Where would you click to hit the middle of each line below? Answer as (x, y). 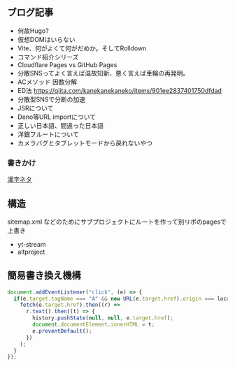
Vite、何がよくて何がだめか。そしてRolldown (82, 48)
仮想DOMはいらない (46, 39)
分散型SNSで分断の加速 (51, 99)
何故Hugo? (33, 31)
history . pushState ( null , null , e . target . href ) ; (103, 318)
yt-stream (32, 244)
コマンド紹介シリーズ (48, 57)
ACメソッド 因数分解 (47, 82)
